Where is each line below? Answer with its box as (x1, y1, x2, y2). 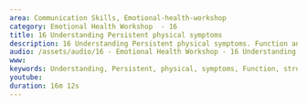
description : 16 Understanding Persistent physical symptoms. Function (9, 38, 288, 48)
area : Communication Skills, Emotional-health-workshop (9, 13, 227, 23)
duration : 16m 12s (9, 81, 79, 90)
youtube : (9, 73, 43, 82)
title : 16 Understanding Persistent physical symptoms (9, 30, 223, 39)
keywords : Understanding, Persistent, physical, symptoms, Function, (9, 65, 281, 74)
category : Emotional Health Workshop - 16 (9, 22, 178, 31)
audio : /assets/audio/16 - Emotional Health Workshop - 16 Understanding (9, 47, 297, 57)
